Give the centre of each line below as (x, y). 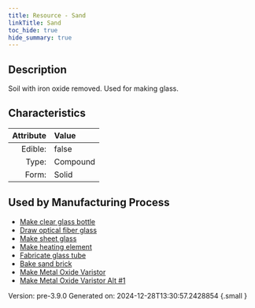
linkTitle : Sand (35, 23)
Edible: (34, 148)
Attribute (30, 135)
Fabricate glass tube (53, 255)
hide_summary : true (40, 38)
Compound (75, 161)
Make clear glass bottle (57, 221)
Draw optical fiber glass (58, 230)
